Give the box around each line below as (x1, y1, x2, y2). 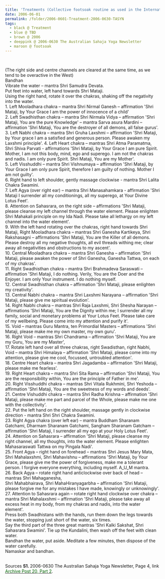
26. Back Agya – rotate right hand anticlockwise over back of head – (5, 470, 143, 476)
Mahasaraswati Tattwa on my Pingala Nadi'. (5, 444, 93, 450)
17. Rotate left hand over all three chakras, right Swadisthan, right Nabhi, (5, 344, 151, 350)
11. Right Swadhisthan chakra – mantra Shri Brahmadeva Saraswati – (5, 265, 143, 271)
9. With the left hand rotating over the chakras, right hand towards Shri (5, 224, 148, 229)
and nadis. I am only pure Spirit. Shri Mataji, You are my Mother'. (5, 156, 135, 161)
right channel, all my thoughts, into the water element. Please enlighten (5, 438, 149, 444)
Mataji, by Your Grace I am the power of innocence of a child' (5, 109, 129, 115)
